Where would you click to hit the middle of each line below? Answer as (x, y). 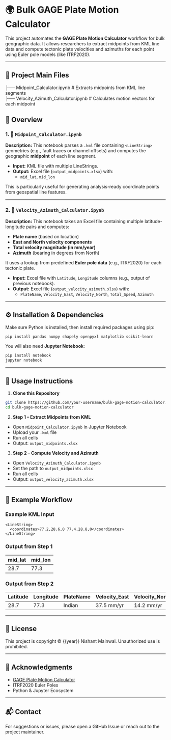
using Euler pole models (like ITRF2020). (48, 54)
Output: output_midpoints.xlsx (45, 443)
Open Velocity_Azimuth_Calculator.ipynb (56, 463)
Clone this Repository (36, 393)
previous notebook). (34, 283)
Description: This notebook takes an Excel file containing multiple (75, 221)
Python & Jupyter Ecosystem (43, 690)
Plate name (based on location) (46, 236)
